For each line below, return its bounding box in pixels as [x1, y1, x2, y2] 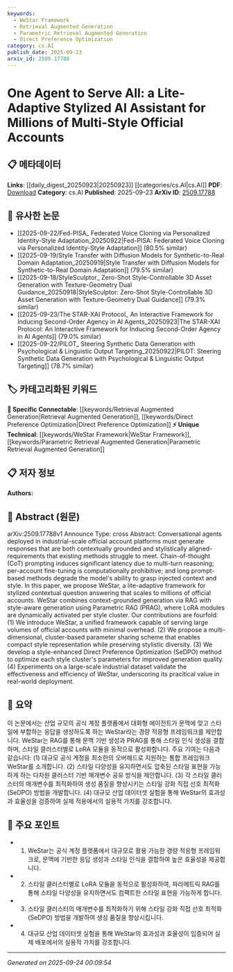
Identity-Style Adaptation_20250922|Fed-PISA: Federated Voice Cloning [17, 236, 225, 244]
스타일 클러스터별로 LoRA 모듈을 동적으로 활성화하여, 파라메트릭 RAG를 [27, 880, 221, 888]
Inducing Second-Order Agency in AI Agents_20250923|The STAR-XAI [17, 317, 221, 326]
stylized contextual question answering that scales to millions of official [7, 589, 212, 597]
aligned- [188, 544, 213, 553]
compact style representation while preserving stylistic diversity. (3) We [7, 640, 213, 648]
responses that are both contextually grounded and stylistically [7, 544, 187, 553]
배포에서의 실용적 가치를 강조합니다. [35, 938, 132, 946]
